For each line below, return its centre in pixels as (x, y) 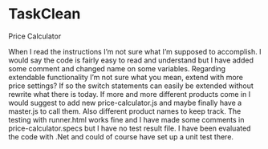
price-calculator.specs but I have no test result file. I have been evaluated (130, 128)
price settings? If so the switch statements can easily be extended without (131, 86)
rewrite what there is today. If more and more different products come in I (130, 94)
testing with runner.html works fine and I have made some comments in (126, 119)
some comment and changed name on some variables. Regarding (117, 68)
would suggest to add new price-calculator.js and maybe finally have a (125, 103)
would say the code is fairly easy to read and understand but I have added (131, 60)
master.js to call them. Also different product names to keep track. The (125, 111)
